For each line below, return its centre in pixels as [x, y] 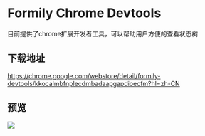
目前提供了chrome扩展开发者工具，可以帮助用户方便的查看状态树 [103, 33]
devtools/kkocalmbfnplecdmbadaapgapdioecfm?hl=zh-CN [94, 83]
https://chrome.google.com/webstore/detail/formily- [84, 75]
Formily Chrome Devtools [84, 13]
